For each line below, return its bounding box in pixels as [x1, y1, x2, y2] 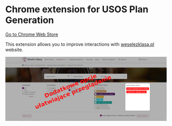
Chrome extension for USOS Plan [5, 4, 148, 15]
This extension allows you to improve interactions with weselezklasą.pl [5, 41, 155, 47]
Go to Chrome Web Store [5, 31, 58, 37]
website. [5, 46, 24, 53]
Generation [5, 14, 54, 26]
